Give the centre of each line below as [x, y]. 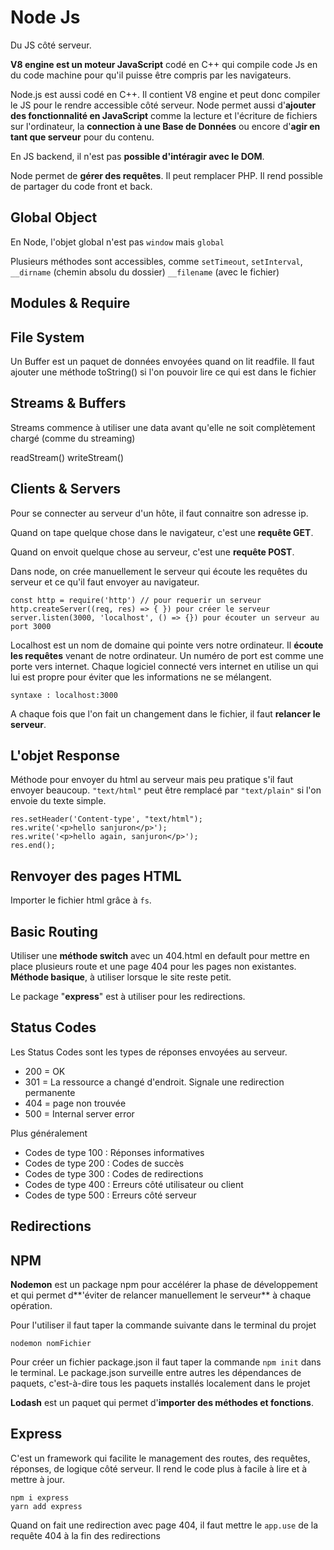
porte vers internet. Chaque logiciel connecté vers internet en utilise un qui [164, 666]
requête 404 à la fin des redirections [85, 1535]
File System [47, 337]
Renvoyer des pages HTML [96, 876]
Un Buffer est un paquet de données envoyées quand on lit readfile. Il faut [162, 361]
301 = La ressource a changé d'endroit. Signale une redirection [154, 1082]
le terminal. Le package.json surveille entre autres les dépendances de [156, 1373]
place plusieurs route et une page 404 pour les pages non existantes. [153, 967]
